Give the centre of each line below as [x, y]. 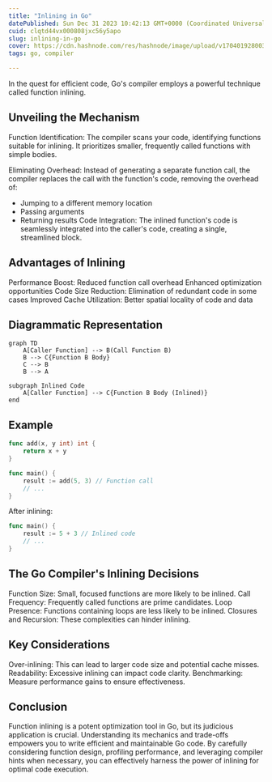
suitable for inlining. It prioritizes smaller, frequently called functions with [130, 146]
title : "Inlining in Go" [50, 16]
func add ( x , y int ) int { [52, 444]
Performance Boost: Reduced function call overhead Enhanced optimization [135, 282]
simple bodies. [33, 154]
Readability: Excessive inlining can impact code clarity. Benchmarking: [126, 673]
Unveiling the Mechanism [74, 118]
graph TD [23, 344]
